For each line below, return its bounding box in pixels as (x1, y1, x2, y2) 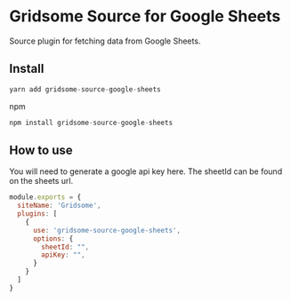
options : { (32, 234, 74, 243)
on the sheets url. (9, 176, 74, 186)
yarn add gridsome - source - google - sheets (9, 84, 162, 94)
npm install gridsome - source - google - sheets (9, 118, 174, 127)
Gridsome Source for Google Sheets (9, 6, 281, 27)
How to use (9, 142, 73, 157)
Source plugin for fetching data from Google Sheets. (9, 36, 201, 46)
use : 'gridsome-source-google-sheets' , (32, 226, 181, 234)
